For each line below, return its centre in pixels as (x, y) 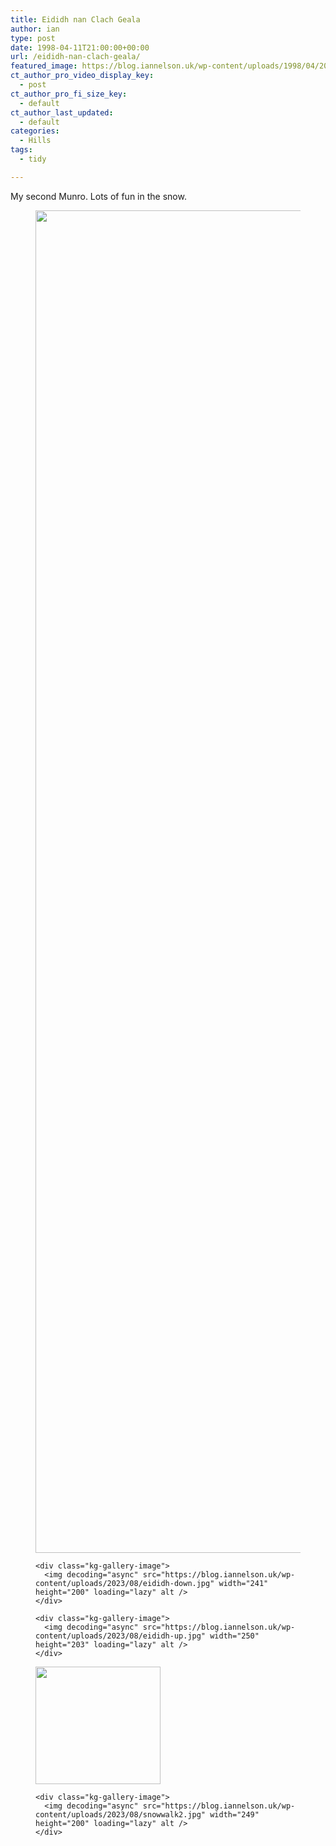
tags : (21, 150)
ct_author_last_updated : (62, 112)
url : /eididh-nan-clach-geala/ (75, 57)
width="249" (234, 1814)
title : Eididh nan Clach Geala (75, 19)
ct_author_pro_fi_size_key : (69, 94)
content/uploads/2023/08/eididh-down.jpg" (125, 1583)
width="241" (243, 1583)
